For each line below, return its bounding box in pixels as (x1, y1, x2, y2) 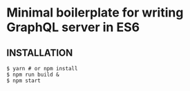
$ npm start (6, 77, 41, 84)
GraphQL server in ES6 (6, 19, 140, 35)
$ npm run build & (6, 71, 59, 78)
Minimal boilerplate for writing (6, 5, 184, 21)
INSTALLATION (6, 47, 73, 59)
